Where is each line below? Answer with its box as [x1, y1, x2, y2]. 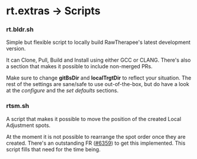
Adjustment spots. [6, 122, 51, 129]
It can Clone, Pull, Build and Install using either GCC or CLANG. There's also [6, 56, 191, 63]
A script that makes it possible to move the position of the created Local [6, 115, 182, 122]
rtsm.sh [6, 102, 30, 110]
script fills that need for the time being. [6, 145, 101, 152]
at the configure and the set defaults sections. [6, 87, 119, 94]
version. [6, 45, 26, 52]
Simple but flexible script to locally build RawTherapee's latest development [6, 39, 191, 46]
